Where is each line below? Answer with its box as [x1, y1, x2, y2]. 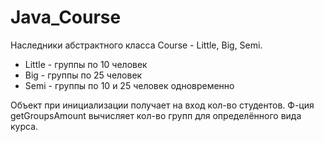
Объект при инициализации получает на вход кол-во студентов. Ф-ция [10, 99, 315, 111]
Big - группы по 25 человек [24, 69, 143, 81]
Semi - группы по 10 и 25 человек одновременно [24, 79, 235, 91]
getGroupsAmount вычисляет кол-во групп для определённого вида [10, 109, 302, 121]
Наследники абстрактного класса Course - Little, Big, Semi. [10, 39, 263, 51]
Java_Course [10, 6, 122, 29]
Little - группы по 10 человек [24, 58, 148, 70]
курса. [10, 120, 39, 132]
